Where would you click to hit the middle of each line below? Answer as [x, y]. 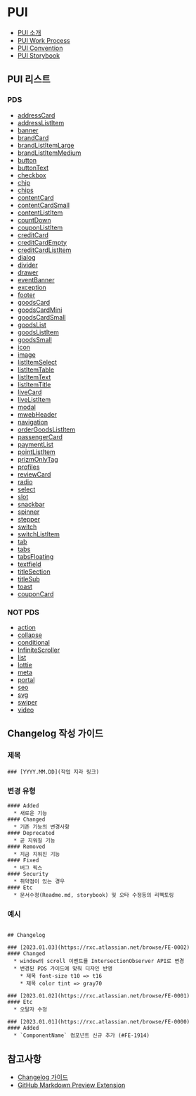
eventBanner [36, 279]
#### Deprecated [31, 833]
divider [28, 265]
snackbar [31, 504]
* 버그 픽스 [28, 868]
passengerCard [40, 436]
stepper [29, 519]
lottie [25, 664]
